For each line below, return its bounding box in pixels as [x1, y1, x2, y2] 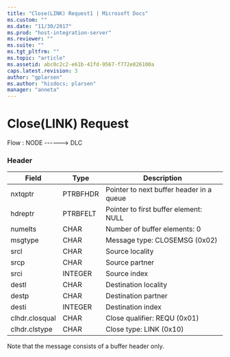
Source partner [105, 258, 155, 267]
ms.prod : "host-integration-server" [7, 29, 112, 36]
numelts [10, 224, 36, 234]
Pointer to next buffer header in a [105, 185, 212, 195]
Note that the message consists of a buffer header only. [7, 342, 164, 350]
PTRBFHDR [62, 189, 99, 199]
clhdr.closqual [10, 313, 56, 323]
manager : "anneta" [7, 86, 60, 93]
